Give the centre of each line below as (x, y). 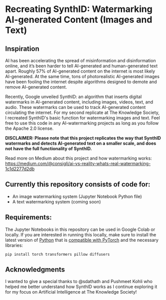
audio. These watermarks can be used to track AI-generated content (76, 107)
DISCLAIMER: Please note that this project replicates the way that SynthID (83, 138)
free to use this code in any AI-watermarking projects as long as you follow (82, 123)
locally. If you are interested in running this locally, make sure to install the (81, 234)
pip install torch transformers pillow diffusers (58, 254)
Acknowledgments (35, 270)
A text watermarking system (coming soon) (56, 201)
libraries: (14, 245)
